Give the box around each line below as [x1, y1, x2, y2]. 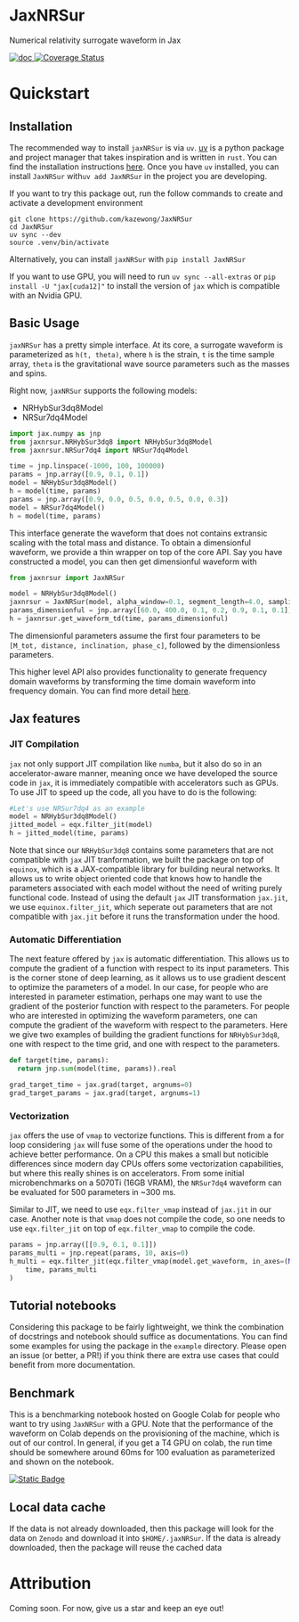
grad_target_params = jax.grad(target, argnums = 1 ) [9, 1088, 201, 1097]
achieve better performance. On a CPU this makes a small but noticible [9, 1149, 269, 1159]
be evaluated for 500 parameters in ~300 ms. [9, 1187, 176, 1198]
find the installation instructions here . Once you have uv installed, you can [9, 161, 279, 172]
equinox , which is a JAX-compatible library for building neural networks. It [9, 864, 280, 874]
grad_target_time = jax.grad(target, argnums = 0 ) [9, 1080, 193, 1090]
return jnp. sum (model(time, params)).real [17, 1064, 177, 1074]
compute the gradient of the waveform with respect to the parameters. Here [9, 1020, 288, 1030]
